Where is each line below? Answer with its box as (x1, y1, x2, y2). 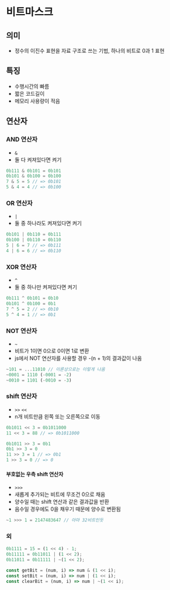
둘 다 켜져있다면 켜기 (14, 156, 62, 163)
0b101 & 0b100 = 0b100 (6, 173, 61, 179)
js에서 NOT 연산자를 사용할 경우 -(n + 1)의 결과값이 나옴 (14, 355, 142, 362)
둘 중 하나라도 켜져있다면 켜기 (14, 220, 82, 227)
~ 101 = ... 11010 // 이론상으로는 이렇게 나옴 (6, 366, 105, 372)
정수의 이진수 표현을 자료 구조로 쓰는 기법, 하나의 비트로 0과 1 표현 (14, 48, 165, 54)
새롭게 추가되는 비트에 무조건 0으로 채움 (14, 491, 106, 498)
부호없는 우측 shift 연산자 (6, 470, 64, 477)
